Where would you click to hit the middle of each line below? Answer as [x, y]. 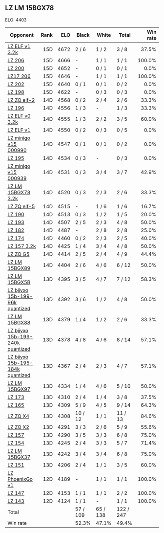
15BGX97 [19, 389]
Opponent [22, 35]
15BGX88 [19, 322]
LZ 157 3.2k [22, 246]
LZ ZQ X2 [18, 427]
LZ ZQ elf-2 [21, 100]
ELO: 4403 [16, 20]
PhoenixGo [20, 479]
